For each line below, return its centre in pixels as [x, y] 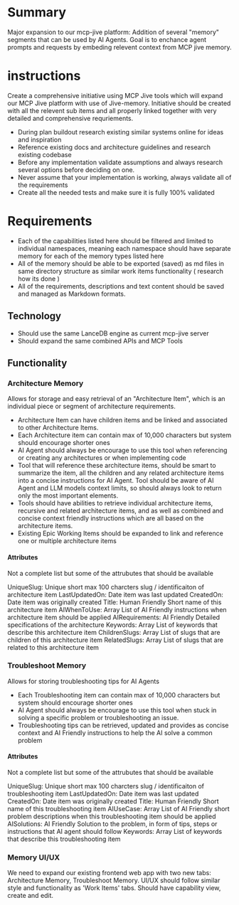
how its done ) [39, 279]
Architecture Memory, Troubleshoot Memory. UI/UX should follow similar [114, 880]
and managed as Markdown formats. [71, 294]
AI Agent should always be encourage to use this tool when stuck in [117, 710]
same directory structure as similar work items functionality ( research [121, 271]
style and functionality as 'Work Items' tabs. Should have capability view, [114, 888]
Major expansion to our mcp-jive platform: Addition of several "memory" [113, 32]
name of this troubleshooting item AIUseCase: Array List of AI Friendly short [118, 809]
